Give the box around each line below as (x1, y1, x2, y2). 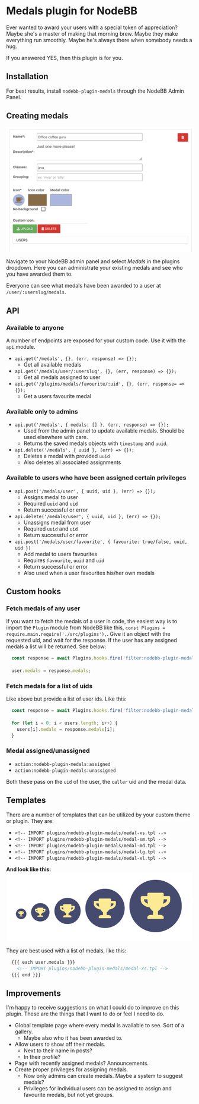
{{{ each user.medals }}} (11, 960, 76, 966)
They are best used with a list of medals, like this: (6, 947, 127, 954)
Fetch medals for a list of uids (6, 682, 93, 690)
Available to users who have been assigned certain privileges (6, 474, 187, 482)
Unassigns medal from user (23, 519, 91, 526)
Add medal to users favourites (23, 550, 98, 557)
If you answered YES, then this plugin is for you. (6, 54, 123, 61)
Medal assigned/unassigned (6, 747, 90, 755)
